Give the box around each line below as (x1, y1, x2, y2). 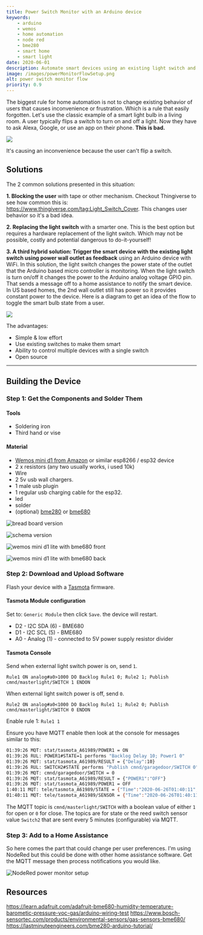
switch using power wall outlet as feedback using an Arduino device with (6, 254, 192, 262)
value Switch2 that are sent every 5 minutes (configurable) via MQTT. (6, 816, 178, 823)
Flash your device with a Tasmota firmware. (6, 583, 115, 591)
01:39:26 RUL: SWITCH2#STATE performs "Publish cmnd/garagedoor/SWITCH (6, 764, 190, 770)
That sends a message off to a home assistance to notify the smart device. (6, 280, 192, 287)
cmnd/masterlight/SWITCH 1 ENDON (6, 680, 91, 686)
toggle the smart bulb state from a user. (6, 299, 105, 306)
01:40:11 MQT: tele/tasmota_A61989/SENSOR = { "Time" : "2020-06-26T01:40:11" (6, 792, 201, 798)
